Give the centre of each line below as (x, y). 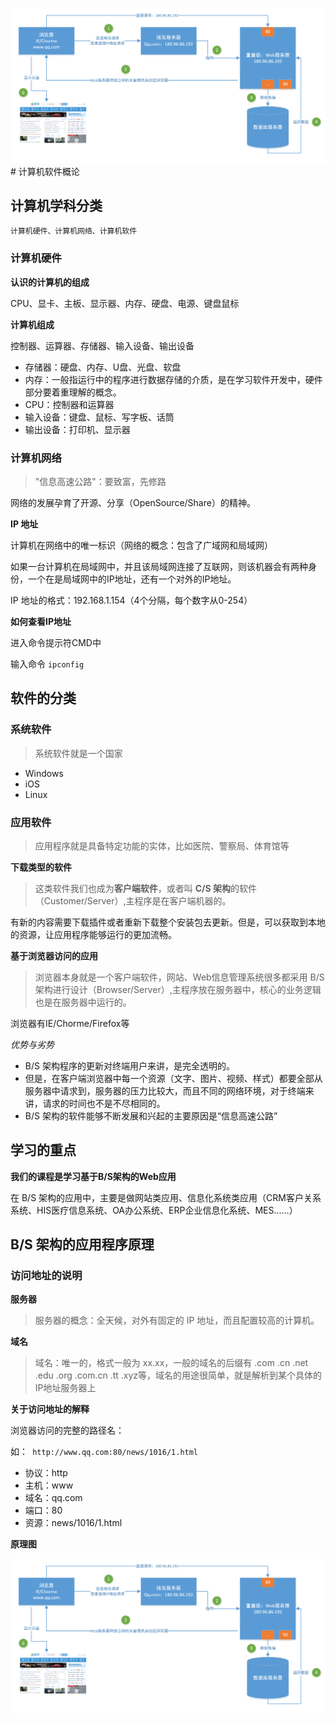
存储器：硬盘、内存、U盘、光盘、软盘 (103, 367)
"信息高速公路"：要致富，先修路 (100, 481)
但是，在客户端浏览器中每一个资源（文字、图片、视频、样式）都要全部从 (173, 1078)
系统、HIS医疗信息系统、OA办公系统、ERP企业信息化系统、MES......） (154, 1210)
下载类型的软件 (41, 867)
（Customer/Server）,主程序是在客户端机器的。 (133, 900)
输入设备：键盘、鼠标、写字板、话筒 (99, 417)
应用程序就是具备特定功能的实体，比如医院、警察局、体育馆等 (162, 845)
